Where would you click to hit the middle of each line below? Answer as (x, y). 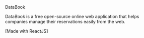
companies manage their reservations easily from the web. (65, 22)
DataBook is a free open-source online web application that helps (72, 16)
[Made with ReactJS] (27, 31)
